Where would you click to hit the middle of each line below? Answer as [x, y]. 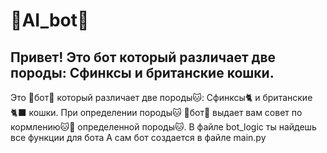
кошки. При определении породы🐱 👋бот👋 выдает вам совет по [165, 112]
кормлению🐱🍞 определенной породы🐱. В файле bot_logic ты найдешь [163, 127]
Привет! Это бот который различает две [143, 57]
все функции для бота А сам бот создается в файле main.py [138, 137]
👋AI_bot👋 [50, 20]
